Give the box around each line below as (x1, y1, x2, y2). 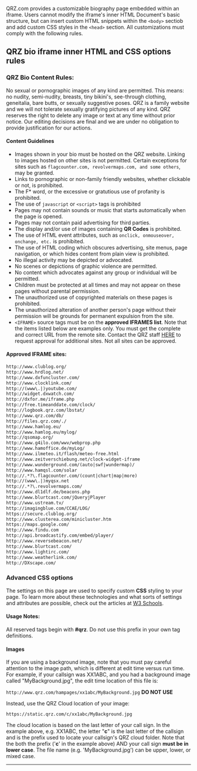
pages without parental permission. (14, 287, 100, 295)
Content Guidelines (6, 138, 55, 145)
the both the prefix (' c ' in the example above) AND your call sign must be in (6, 741, 189, 748)
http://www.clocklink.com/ (6, 380, 72, 386)
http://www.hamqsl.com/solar (6, 467, 77, 473)
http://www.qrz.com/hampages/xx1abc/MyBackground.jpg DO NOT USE (6, 688, 173, 696)
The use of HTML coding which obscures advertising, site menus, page (14, 244, 188, 251)
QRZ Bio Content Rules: (6, 73, 74, 81)
